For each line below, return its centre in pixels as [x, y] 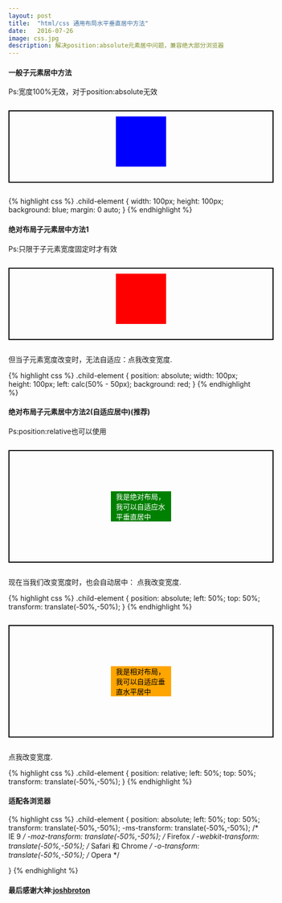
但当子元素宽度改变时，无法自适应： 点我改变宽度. [90, 359]
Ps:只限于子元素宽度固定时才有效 [63, 248]
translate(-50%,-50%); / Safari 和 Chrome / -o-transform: [104, 846]
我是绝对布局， [141, 496]
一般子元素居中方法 [40, 72]
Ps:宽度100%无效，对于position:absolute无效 [83, 92]
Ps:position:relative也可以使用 [57, 431]
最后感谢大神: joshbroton [49, 890]
